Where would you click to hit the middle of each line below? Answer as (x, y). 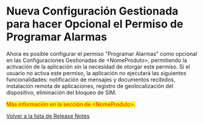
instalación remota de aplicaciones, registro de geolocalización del (90, 86)
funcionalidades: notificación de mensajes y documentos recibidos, (91, 79)
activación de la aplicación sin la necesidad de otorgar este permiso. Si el (98, 66)
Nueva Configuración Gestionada (92, 11)
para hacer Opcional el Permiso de (95, 24)
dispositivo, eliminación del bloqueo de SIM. (61, 92)
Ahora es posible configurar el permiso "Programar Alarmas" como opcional (102, 53)
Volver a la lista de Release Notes (48, 116)
